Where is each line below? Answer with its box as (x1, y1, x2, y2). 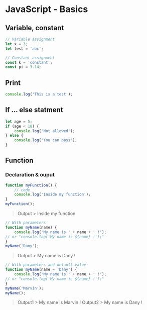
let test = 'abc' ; (5, 46, 44, 51)
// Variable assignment (5, 37, 55, 42)
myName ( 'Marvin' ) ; (5, 285, 44, 291)
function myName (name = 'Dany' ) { (5, 267, 78, 272)
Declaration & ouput (5, 171, 55, 178)
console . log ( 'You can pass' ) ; (14, 138, 78, 143)
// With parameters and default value (5, 262, 86, 267)
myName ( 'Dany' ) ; (5, 244, 39, 249)
